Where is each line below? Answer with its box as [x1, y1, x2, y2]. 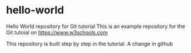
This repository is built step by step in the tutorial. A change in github [6, 40, 173, 47]
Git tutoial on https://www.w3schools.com [6, 29, 108, 36]
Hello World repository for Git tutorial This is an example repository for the [6, 23, 186, 30]
